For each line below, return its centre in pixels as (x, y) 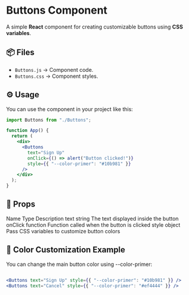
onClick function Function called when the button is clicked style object (93, 225)
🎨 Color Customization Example (66, 250)
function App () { (28, 131)
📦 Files (20, 53)
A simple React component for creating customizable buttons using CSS (95, 27)
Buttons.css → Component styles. (57, 76)
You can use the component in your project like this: (70, 109)
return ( (22, 136)
